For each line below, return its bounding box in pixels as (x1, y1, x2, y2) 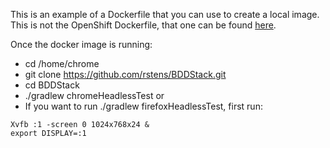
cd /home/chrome (24, 58, 100, 69)
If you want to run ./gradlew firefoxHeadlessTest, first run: (24, 100, 263, 112)
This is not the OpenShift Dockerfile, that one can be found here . (10, 19, 277, 31)
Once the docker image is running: (10, 39, 153, 50)
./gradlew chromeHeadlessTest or (24, 90, 165, 101)
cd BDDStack (24, 79, 80, 91)
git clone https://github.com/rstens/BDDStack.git (24, 69, 227, 80)
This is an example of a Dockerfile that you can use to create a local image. (10, 9, 320, 20)
